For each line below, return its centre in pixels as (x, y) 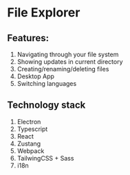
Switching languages (47, 83)
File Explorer (44, 13)
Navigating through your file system (68, 54)
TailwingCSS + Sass (45, 158)
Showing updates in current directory (70, 62)
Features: (28, 38)
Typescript (32, 129)
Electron (29, 121)
